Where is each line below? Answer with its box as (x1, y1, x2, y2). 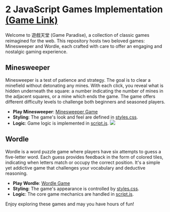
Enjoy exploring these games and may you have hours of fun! (5, 201, 134, 207)
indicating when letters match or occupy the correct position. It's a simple (5, 159, 160, 166)
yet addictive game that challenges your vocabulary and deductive (5, 164, 145, 171)
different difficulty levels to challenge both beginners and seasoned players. (5, 99, 165, 105)
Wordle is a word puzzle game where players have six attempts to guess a (5, 148, 161, 154)
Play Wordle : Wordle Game (12, 180, 70, 186)
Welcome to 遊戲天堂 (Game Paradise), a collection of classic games (5, 32, 150, 38)
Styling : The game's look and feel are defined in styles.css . (12, 114, 138, 120)
